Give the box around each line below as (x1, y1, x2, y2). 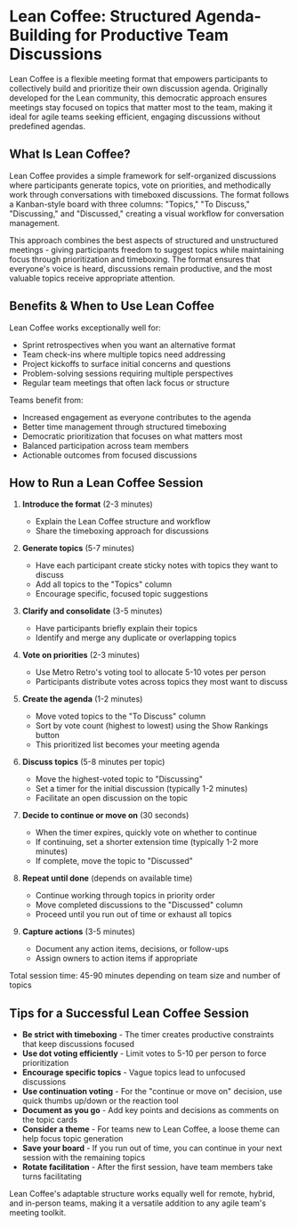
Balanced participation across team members (21, 440, 189, 451)
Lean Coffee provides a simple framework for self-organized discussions (9, 170, 277, 181)
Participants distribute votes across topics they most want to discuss (35, 677, 288, 687)
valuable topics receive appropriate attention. (9, 272, 176, 283)
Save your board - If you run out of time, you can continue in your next (21, 1142, 283, 1154)
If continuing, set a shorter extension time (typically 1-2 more (35, 837, 259, 848)
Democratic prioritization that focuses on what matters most (21, 430, 243, 442)
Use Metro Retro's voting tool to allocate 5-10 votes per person (35, 667, 267, 678)
